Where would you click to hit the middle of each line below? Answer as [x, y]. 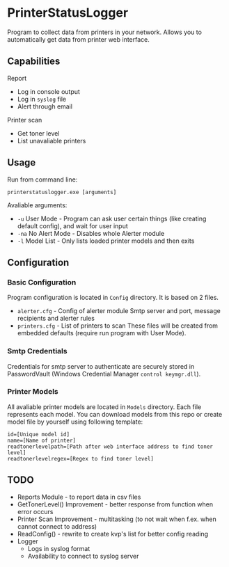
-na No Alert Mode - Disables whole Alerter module [91, 233]
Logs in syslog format [59, 548]
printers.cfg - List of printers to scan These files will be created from [117, 326]
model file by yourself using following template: [75, 422]
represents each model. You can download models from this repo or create [115, 414]
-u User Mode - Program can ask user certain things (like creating [112, 218]
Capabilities [34, 62]
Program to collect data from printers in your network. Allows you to [104, 32]
